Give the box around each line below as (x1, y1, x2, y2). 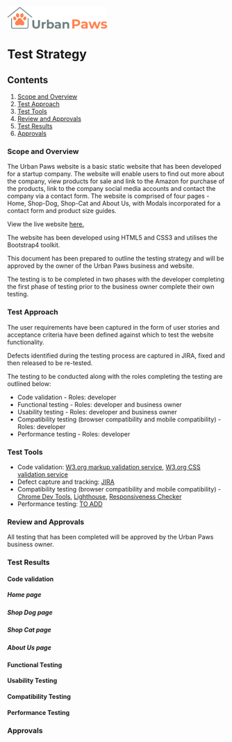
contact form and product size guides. (7, 207, 117, 215)
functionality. (7, 337, 45, 346)
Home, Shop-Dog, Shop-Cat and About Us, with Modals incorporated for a (7, 199, 221, 208)
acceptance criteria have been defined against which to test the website (7, 330, 214, 339)
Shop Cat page (7, 625, 52, 634)
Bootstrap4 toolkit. (7, 241, 60, 249)
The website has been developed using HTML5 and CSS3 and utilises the (7, 233, 217, 242)
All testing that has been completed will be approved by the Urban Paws (7, 533, 214, 541)
